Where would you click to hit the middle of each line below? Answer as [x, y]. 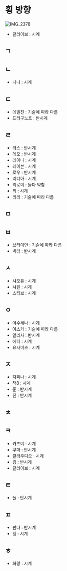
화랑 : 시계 [22, 564]
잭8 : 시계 [21, 383]
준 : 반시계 [22, 389]
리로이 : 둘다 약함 [28, 184]
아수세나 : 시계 [26, 323]
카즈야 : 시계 [24, 443]
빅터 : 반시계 [24, 251]
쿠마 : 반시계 [24, 450]
